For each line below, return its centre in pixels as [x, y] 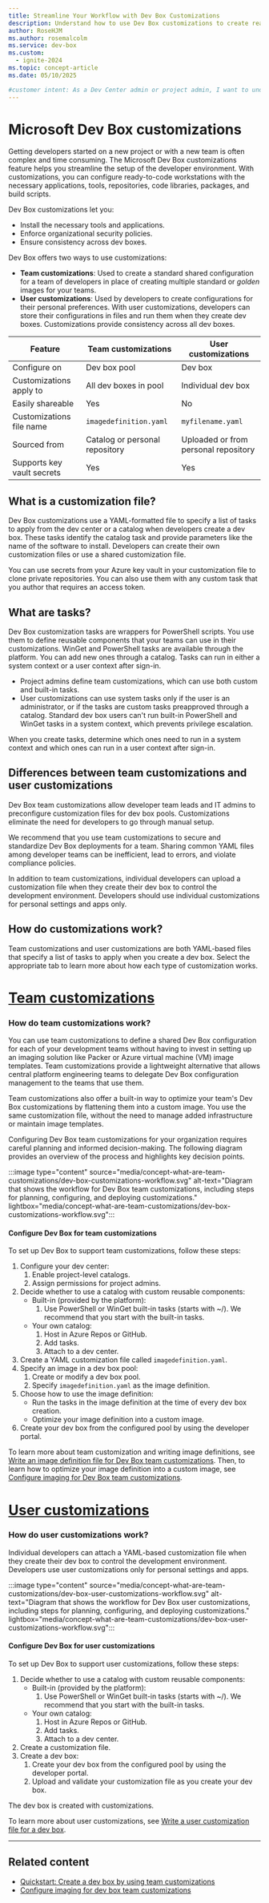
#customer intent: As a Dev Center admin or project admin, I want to [128, 90]
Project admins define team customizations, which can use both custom [139, 681]
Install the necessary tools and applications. [92, 225]
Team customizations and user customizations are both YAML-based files [130, 948]
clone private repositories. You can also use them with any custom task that [133, 579]
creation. [46, 1411]
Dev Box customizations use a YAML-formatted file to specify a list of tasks [132, 521]
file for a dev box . [37, 1830]
